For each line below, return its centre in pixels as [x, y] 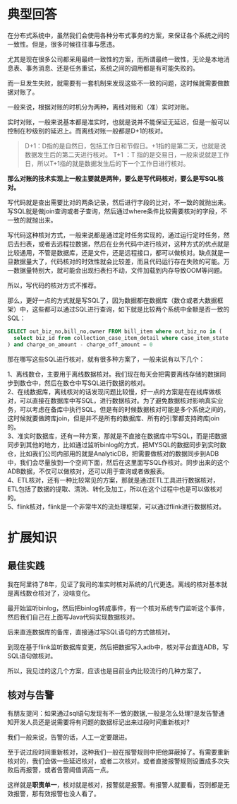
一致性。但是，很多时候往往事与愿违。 [63, 44]
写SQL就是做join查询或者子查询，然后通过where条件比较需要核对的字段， [114, 211]
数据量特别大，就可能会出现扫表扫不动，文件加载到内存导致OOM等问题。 [120, 270]
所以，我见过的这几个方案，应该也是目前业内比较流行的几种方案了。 [106, 670]
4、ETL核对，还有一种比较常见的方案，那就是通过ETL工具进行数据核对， [113, 480]
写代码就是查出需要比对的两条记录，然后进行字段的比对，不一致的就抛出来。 [119, 202]
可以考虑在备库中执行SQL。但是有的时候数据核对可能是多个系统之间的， [124, 409]
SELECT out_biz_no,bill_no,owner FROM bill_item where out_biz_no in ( [115, 331]
